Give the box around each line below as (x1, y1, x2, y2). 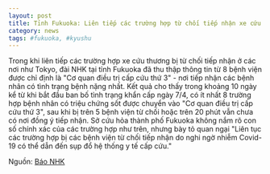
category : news (8, 26, 60, 34)
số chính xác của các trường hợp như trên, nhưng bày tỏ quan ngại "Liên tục (8, 124, 262, 134)
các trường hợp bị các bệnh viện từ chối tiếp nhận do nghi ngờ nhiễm (8, 133, 238, 143)
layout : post (8, 11, 52, 20)
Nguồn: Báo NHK (8, 157, 65, 167)
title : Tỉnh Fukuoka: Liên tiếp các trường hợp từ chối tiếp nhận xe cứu (8, 19, 262, 27)
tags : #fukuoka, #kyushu (8, 34, 92, 42)
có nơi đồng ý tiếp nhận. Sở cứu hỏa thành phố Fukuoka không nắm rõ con (8, 115, 256, 125)
